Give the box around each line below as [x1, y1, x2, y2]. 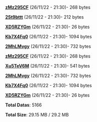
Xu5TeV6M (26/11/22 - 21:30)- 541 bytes [5, 63, 90, 69]
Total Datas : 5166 [5, 102, 42, 108]
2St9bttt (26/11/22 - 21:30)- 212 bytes [5, 14, 84, 20]
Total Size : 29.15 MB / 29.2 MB [5, 112, 69, 117]
